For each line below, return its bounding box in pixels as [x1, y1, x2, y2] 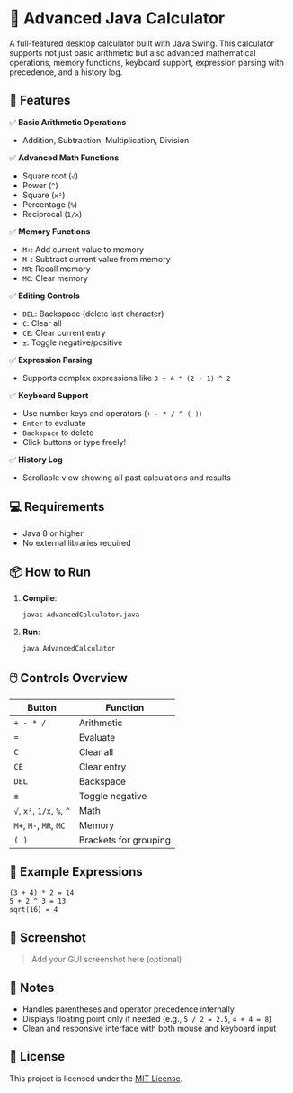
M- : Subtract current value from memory [22, 253, 171, 264]
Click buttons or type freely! [22, 436, 127, 447]
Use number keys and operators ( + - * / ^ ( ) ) [22, 407, 202, 418]
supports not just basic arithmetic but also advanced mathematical [9, 47, 256, 58]
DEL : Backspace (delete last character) [22, 308, 164, 319]
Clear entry [78, 761, 127, 773]
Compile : [22, 593, 58, 604]
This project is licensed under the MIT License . [9, 1072, 183, 1084]
